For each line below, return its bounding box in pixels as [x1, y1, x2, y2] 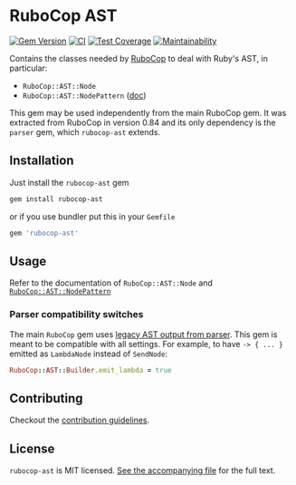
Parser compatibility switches [9, 308, 144, 321]
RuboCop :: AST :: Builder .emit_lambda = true [9, 365, 172, 374]
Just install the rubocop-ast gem [9, 177, 129, 188]
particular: [9, 63, 48, 73]
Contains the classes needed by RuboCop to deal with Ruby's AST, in [9, 53, 269, 63]
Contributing [9, 391, 83, 406]
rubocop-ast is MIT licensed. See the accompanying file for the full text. [9, 465, 276, 476]
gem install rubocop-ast [9, 194, 103, 204]
